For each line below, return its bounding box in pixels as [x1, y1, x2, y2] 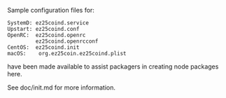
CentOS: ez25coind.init [7, 44, 80, 51]
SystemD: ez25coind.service [7, 20, 90, 27]
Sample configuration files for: [7, 6, 94, 14]
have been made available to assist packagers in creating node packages [7, 62, 219, 71]
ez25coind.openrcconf [35, 38, 99, 45]
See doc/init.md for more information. [7, 83, 115, 92]
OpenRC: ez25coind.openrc [7, 31, 86, 38]
